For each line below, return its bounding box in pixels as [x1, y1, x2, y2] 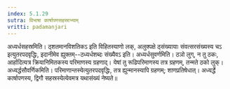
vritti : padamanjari [7, 23, 68, 30]
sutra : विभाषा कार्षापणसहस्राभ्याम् [7, 17, 79, 24]
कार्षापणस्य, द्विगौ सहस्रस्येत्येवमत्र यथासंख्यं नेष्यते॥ [7, 74, 118, 83]
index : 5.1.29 [7, 10, 49, 18]
